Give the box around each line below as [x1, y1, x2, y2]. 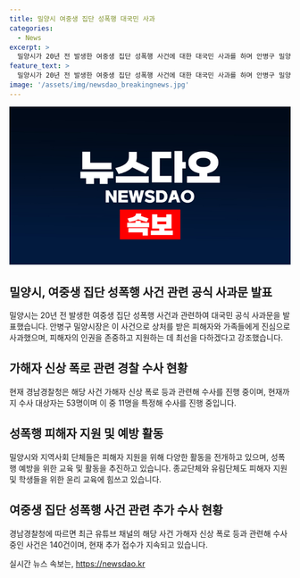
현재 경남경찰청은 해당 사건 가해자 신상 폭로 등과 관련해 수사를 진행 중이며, [9, 386, 266, 397]
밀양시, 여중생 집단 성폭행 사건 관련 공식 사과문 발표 [9, 284, 273, 299]
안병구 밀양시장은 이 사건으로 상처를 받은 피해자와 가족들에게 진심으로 [49, 322, 291, 332]
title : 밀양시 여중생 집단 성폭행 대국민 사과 [9, 14, 155, 23]
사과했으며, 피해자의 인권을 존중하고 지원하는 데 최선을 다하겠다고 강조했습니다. [9, 332, 284, 343]
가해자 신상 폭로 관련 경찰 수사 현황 [9, 361, 188, 376]
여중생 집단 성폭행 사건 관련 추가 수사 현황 [9, 503, 223, 518]
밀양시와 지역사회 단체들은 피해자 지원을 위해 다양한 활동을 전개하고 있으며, [9, 451, 270, 462]
